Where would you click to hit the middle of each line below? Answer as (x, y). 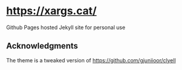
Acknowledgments (42, 46)
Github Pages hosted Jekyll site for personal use (66, 27)
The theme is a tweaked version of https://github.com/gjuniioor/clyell (91, 60)
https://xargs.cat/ (52, 11)
